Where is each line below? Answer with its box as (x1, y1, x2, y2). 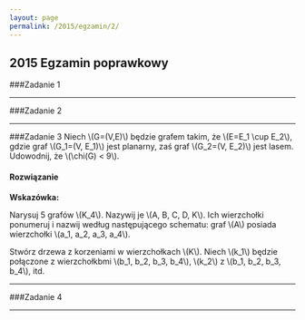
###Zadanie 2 (9, 105, 62, 116)
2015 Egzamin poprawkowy (9, 55, 170, 71)
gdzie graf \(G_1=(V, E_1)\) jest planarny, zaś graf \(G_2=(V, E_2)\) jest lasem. (9, 141, 294, 152)
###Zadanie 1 (9, 79, 61, 91)
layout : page (9, 13, 59, 23)
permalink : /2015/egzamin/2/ (9, 22, 120, 31)
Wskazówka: (9, 191, 60, 202)
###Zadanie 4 (9, 291, 63, 302)
